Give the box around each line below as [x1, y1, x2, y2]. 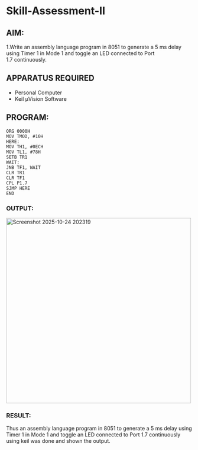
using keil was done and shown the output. [6, 438, 111, 445]
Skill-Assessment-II [6, 4, 105, 18]
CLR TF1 [6, 175, 25, 181]
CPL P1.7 [6, 180, 28, 186]
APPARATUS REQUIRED [6, 73, 95, 84]
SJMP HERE [6, 185, 31, 191]
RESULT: [6, 411, 31, 419]
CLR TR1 [6, 170, 25, 175]
